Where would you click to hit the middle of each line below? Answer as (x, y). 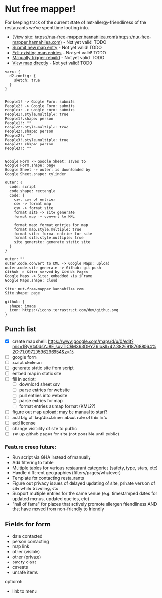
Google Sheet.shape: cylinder (36, 174)
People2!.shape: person (29, 131)
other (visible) (26, 551)
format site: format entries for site (53, 234)
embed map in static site (37, 373)
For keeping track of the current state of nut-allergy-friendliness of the (76, 22)
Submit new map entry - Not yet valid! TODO (57, 47)
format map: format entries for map (51, 225)
